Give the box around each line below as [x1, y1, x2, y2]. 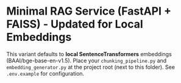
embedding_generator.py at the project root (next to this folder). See [6, 63, 176, 71]
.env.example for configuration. [6, 70, 85, 77]
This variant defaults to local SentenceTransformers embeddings [6, 50, 172, 57]
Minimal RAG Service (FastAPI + [6, 4, 172, 18]
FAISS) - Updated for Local [6, 17, 143, 31]
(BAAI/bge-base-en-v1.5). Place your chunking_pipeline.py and [6, 57, 167, 64]
